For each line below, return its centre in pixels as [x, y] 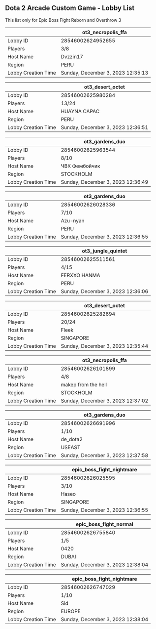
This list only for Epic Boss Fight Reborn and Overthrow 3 [63, 20]
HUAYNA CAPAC [80, 111]
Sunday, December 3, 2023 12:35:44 [105, 346]
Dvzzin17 [72, 56]
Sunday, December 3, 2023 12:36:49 [105, 182]
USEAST [71, 447]
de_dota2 [72, 439]
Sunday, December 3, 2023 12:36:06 [105, 291]
